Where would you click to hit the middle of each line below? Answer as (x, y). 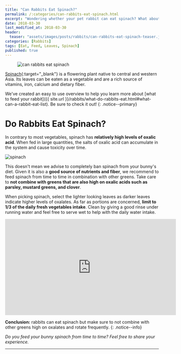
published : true (21, 50)
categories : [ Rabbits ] (28, 42)
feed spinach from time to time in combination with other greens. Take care (80, 177)
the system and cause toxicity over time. (46, 147)
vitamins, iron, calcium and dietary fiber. (45, 84)
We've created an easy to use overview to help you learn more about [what (80, 94)
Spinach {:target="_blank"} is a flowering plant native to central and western (81, 74)
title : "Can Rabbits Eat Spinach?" (41, 10)
